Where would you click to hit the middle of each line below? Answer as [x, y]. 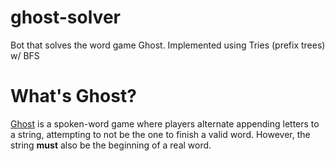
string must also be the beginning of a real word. [111, 145]
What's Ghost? [73, 96]
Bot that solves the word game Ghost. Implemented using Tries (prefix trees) [168, 45]
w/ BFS [25, 55]
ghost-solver [65, 17]
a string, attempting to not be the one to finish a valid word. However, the [160, 134]
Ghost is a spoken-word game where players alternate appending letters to [165, 123]
